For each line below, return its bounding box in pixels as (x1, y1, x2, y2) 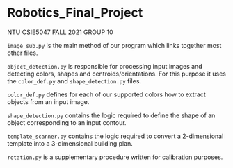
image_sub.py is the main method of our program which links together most (7, 41, 222, 49)
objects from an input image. (7, 97, 90, 106)
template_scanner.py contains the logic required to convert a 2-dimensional (7, 132, 224, 140)
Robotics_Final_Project (7, 5, 143, 21)
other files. (7, 49, 38, 57)
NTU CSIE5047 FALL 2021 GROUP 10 (7, 28, 113, 36)
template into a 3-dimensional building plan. (7, 139, 134, 147)
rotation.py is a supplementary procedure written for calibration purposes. (7, 153, 223, 161)
